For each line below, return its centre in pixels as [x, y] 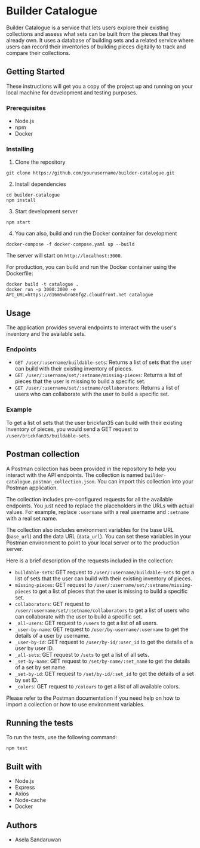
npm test [17, 748]
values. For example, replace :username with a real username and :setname [98, 512]
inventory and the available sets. [46, 334]
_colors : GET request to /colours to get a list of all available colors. [97, 686]
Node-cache [30, 800]
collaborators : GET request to [52, 604]
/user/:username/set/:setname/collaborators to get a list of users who [102, 610]
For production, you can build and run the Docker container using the [91, 267]
